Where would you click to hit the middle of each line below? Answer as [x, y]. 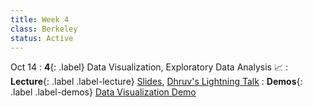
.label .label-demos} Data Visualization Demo [103, 92]
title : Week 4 [40, 19]
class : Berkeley [44, 29]
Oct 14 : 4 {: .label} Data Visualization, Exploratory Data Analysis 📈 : [149, 67]
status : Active [42, 38]
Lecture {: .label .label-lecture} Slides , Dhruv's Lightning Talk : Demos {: [156, 82]
